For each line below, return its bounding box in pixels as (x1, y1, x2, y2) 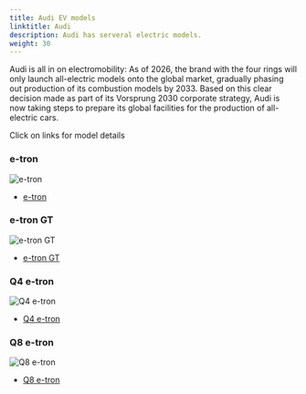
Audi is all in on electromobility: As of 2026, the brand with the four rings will (9, 64, 298, 75)
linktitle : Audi (9, 22, 71, 31)
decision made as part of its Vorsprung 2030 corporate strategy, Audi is (9, 93, 280, 104)
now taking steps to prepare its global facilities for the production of (9, 102, 265, 114)
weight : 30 (9, 38, 51, 48)
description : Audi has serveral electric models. (9, 30, 203, 39)
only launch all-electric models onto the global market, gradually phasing (9, 74, 284, 85)
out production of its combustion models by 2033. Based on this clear (9, 83, 272, 94)
